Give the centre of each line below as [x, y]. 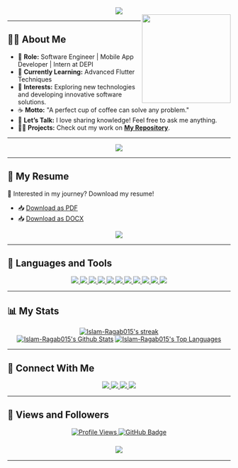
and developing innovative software [70, 94]
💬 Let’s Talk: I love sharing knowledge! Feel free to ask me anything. [117, 120]
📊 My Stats [33, 311]
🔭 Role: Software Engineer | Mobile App [75, 57]
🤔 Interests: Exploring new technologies [76, 87]
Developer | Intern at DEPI [55, 64]
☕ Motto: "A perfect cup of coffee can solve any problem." [103, 110]
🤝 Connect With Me [51, 368]
